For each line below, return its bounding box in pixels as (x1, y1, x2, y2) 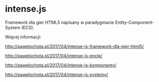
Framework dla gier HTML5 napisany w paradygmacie (5, 19, 114, 25)
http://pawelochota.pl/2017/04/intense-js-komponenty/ (5, 62, 116, 68)
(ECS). (21, 24, 34, 30)
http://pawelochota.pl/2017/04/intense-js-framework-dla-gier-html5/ (5, 43, 144, 49)
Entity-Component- (114, 19, 154, 25)
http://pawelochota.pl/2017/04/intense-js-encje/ (5, 52, 103, 59)
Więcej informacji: (5, 34, 42, 40)
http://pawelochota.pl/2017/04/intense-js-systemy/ (5, 71, 109, 77)
